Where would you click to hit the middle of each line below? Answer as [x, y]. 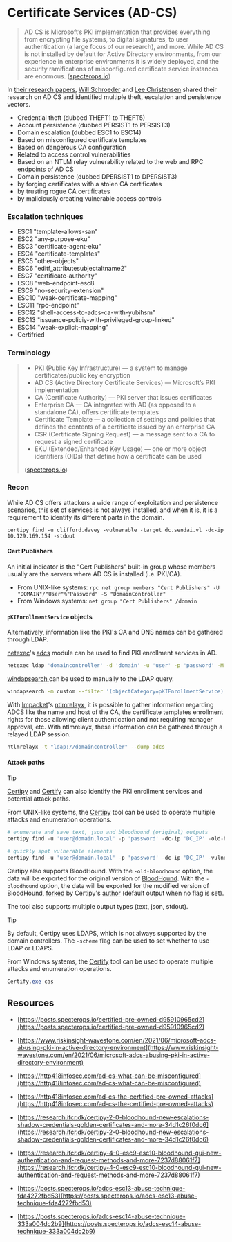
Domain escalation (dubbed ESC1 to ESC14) [79, 132]
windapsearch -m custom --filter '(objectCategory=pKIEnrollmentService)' [117, 692]
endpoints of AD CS [45, 169]
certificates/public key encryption [83, 375]
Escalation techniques [46, 216]
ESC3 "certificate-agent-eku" [59, 247]
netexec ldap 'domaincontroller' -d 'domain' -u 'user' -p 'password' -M [116, 666]
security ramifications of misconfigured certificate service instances [121, 69]
